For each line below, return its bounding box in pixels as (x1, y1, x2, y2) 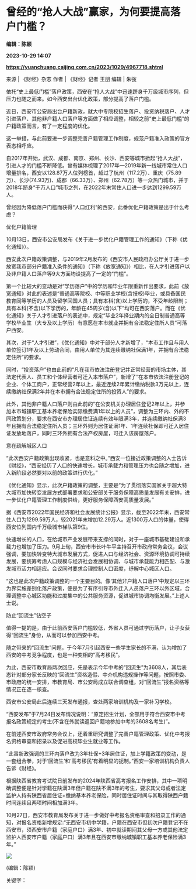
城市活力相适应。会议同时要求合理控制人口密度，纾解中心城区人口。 (10, 565, 175, 572)
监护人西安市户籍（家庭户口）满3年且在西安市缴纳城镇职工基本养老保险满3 (6, 833, 187, 840)
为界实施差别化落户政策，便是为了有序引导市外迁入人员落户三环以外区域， (6, 585, 185, 592)
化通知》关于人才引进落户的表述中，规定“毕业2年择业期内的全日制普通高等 (6, 311, 185, 319)
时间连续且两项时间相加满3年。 (6, 799, 81, 806)
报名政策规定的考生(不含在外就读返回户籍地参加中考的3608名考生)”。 (6, 718, 173, 725)
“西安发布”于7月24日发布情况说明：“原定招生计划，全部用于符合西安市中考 (6, 710, 185, 718)
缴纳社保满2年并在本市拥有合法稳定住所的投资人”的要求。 (10, 387, 150, 395)
